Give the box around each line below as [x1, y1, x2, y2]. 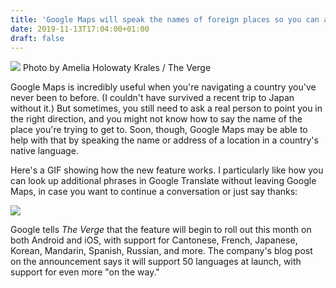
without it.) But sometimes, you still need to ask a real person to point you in [10, 102, 323, 115]
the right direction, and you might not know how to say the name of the [10, 113, 303, 125]
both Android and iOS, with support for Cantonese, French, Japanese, [10, 234, 298, 246]
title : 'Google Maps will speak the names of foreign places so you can [10, 14, 320, 25]
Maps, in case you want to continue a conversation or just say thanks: [10, 186, 298, 198]
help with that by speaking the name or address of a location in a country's [10, 134, 319, 146]
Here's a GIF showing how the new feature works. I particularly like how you [10, 164, 324, 176]
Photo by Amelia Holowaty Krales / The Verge [22, 62, 212, 74]
